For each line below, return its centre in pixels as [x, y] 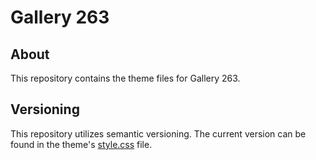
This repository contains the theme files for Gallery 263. [125, 78]
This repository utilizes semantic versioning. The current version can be [158, 133]
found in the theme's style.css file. [81, 144]
